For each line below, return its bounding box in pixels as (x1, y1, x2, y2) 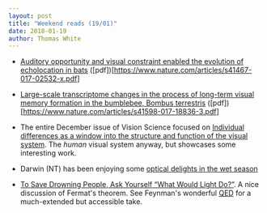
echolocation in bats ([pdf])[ (19, 66, 115, 75)
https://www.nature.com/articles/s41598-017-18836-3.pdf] (23, 107, 220, 117)
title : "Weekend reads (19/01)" (8, 19, 117, 28)
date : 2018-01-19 (8, 27, 67, 35)
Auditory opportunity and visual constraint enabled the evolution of (19, 57, 244, 66)
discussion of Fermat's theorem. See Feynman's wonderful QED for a (19, 188, 252, 198)
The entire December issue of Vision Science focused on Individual (19, 122, 245, 132)
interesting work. (19, 148, 77, 158)
